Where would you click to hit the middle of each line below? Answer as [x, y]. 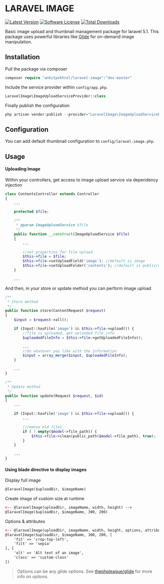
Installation [22, 57]
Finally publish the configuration [37, 105]
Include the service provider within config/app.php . [57, 87]
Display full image [23, 480]
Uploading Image [23, 169]
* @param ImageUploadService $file [52, 225]
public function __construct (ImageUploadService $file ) [72, 234]
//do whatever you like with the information [70, 351]
